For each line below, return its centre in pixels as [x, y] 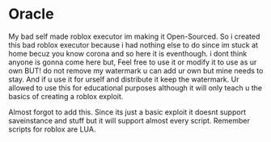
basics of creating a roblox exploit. [66, 96]
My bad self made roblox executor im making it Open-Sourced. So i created [134, 36]
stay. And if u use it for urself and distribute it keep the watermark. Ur [124, 79]
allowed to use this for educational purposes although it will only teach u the [135, 88]
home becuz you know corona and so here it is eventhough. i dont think [128, 53]
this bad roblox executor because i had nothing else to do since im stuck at [133, 44]
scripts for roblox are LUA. [52, 129]
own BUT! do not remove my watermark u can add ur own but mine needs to [136, 70]
